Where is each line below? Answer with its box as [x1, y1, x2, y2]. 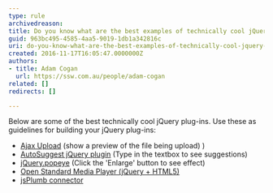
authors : [8, 58, 38, 66]
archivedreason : [8, 19, 63, 28]
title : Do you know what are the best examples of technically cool [8, 27, 245, 35]
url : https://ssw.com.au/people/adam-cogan [15, 72, 165, 80]
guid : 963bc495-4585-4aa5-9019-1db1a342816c [8, 34, 162, 43]
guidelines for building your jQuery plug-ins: [8, 125, 156, 135]
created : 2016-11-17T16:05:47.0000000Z [8, 49, 144, 58]
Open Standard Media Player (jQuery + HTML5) [19, 167, 180, 177]
